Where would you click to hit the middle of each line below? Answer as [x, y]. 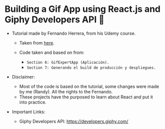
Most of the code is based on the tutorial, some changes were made [89, 86]
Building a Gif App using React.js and [83, 9]
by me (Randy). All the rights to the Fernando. [66, 91]
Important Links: [29, 112]
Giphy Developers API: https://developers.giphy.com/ [74, 121]
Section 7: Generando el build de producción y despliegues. [91, 68]
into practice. [33, 102]
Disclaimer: [23, 77]
